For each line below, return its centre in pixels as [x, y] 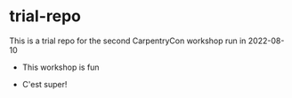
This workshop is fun [61, 67]
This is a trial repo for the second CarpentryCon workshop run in [128, 41]
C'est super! [45, 84]
